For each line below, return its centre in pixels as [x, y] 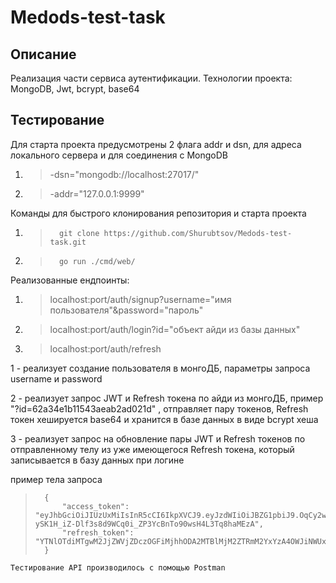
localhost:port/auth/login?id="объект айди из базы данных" [175, 329]
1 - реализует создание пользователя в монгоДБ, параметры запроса [160, 368]
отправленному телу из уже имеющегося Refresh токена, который [152, 449]
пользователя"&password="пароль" [126, 310]
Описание [43, 54]
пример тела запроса [56, 479]
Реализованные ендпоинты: [70, 280]
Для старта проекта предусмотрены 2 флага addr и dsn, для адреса [156, 144]
